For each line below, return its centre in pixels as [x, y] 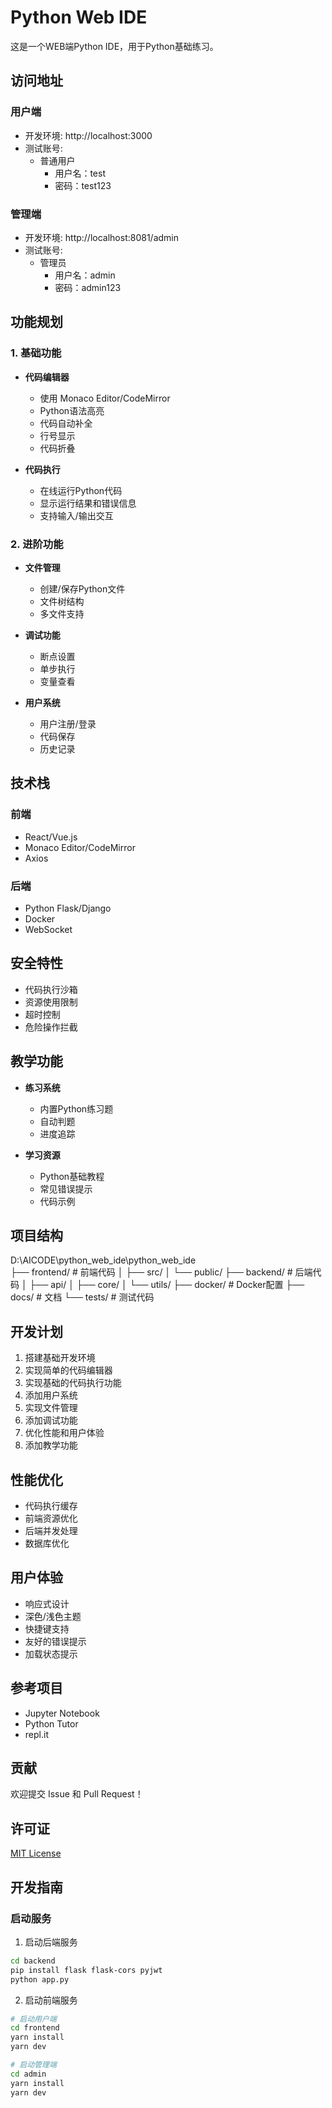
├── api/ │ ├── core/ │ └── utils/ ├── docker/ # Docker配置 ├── [167, 1285]
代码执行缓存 [51, 1505]
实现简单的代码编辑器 [68, 1370]
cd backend [33, 1961]
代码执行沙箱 [51, 989]
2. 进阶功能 [37, 544]
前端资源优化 [51, 1518]
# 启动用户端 [33, 2019]
